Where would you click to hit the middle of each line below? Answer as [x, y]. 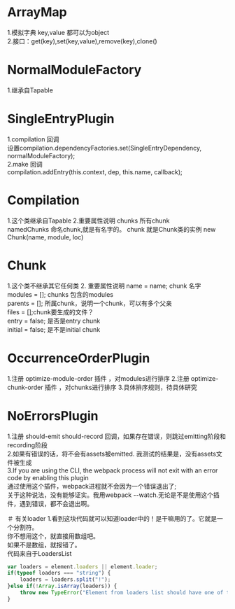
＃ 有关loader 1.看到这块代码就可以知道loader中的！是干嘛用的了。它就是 [112, 518]
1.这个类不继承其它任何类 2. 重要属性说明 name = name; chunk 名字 [104, 286]
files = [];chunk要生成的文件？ [51, 311]
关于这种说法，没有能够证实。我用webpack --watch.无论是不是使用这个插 [114, 495]
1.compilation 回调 [33, 139]
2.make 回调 [25, 164]
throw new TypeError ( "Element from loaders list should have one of [122, 593]
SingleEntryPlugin [61, 119]
